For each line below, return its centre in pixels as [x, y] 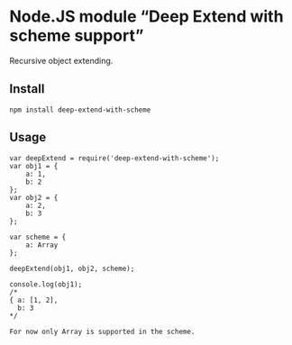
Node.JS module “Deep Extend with [146, 17]
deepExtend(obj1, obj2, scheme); [72, 268]
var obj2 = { [34, 197]
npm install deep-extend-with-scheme [80, 110]
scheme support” [77, 36]
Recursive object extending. [61, 60]
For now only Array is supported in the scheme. [102, 331]
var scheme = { [38, 237]
